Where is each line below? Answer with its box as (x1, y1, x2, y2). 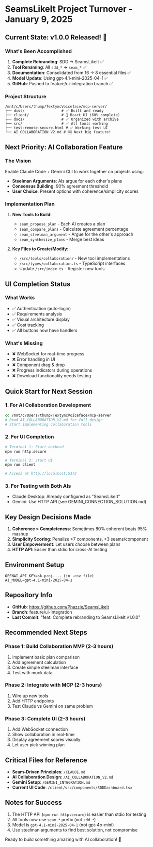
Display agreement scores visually (12, 737, 81, 743)
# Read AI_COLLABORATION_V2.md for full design (5, 417, 103, 422)
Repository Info (5, 591, 53, 599)
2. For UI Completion (5, 433, 54, 440)
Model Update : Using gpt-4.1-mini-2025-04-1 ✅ (12, 75, 108, 81)
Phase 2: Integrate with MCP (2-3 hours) (5, 681, 102, 688)
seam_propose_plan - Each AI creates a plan (19, 221, 106, 227)
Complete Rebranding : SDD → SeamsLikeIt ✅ (12, 58, 104, 64)
